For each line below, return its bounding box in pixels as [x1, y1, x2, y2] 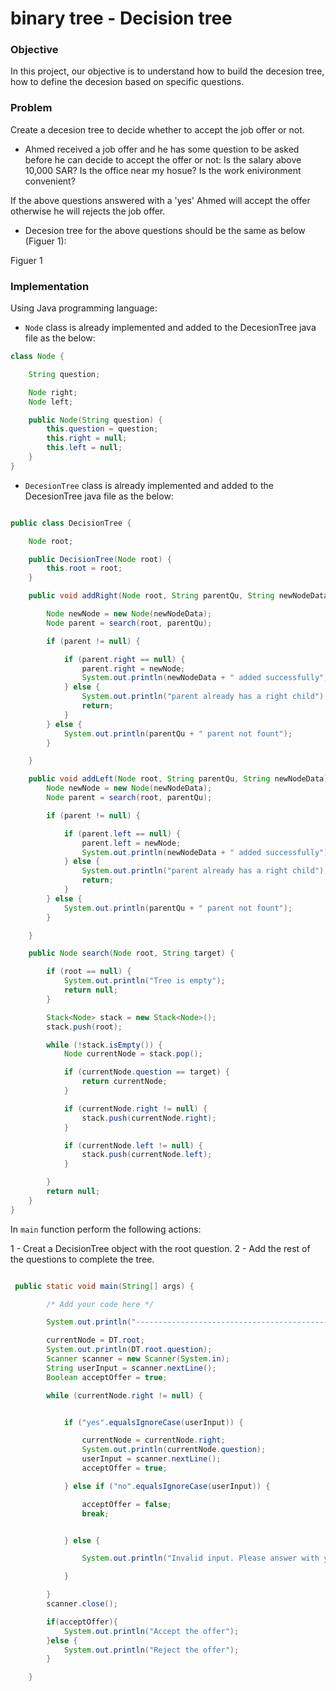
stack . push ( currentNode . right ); [81, 1113, 217, 1123]
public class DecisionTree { [10, 518, 132, 528]
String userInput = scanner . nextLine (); [46, 1363, 217, 1373]
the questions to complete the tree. [10, 1253, 155, 1265]
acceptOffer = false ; [81, 1499, 172, 1509]
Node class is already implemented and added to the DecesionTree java [24, 322, 317, 334]
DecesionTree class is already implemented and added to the [24, 479, 274, 491]
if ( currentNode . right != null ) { [63, 1103, 208, 1114]
